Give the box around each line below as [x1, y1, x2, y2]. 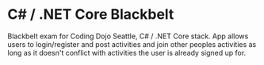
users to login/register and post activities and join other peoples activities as [7, 39, 257, 49]
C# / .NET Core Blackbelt [7, 5, 174, 23]
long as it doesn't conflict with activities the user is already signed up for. [7, 48, 247, 57]
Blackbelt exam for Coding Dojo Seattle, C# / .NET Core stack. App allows [7, 31, 249, 41]
